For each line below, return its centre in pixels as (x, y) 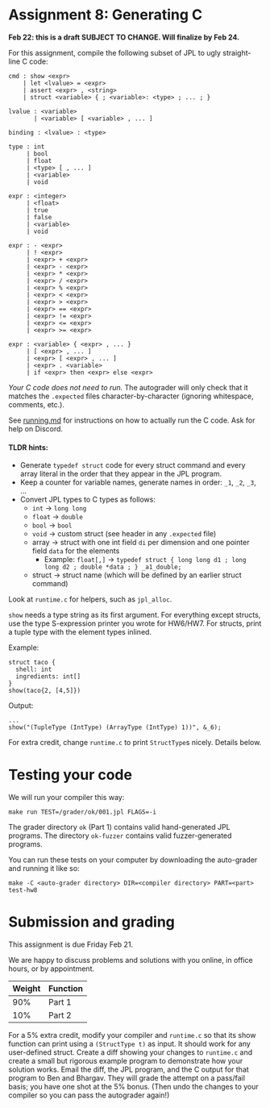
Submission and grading (92, 922)
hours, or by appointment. (52, 968)
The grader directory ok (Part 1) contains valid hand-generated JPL (120, 827)
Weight (27, 989)
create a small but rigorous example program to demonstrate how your (126, 1061)
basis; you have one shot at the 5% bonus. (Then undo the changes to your (134, 1087)
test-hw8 (23, 890)
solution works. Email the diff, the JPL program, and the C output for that (129, 1069)
